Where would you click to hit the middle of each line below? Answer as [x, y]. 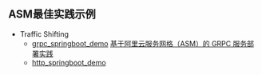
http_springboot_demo [69, 62]
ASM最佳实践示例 [52, 14]
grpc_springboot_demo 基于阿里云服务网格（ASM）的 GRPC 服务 [139, 43]
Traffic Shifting [44, 34]
